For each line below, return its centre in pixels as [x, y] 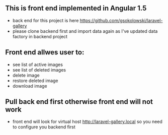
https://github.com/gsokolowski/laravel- [121, 20]
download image [30, 86]
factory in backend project [40, 36]
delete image [26, 75]
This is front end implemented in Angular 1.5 [76, 8]
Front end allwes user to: [45, 52]
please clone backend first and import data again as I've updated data [85, 31]
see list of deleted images [39, 70]
